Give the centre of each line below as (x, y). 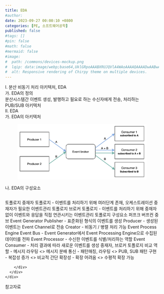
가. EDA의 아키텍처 (23, 117)
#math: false (18, 46)
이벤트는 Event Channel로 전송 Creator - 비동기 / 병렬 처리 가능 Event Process (81, 227)
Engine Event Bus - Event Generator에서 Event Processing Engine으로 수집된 (81, 233)
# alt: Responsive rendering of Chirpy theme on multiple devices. (76, 72)
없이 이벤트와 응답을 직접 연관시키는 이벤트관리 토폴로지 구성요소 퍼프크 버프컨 (79, 215)
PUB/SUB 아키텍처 (23, 105)
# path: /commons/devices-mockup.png (44, 62)
